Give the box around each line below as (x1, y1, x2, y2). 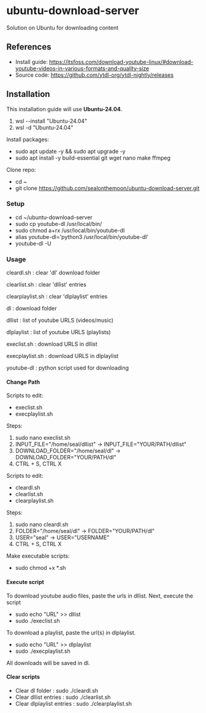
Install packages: (6, 136, 49, 143)
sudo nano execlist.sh (15, 434, 71, 442)
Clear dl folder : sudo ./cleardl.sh (15, 687, 99, 694)
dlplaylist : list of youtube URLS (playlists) (6, 329, 112, 336)
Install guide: (15, 58, 48, 65)
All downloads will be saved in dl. (6, 659, 90, 666)
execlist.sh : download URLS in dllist (6, 340, 98, 348)
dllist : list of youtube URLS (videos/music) (6, 317, 114, 324)
